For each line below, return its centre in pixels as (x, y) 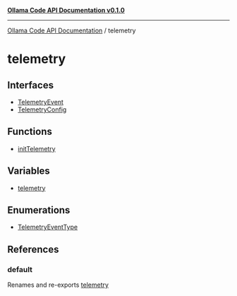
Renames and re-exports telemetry (58, 285)
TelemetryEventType (48, 227)
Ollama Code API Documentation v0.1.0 (66, 10)
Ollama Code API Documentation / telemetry (72, 30)
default (20, 269)
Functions (30, 132)
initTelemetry (36, 148)
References (33, 249)
